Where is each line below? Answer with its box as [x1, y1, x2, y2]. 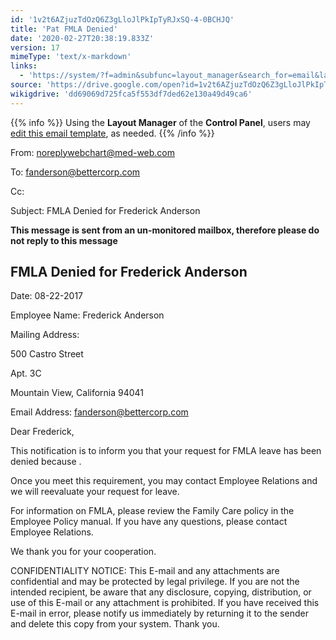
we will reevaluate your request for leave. [10, 486, 180, 498]
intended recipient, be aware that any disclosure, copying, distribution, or [10, 586, 312, 598]
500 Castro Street [10, 348, 84, 360]
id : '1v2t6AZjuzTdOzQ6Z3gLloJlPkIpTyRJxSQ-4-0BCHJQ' [10, 14, 235, 25]
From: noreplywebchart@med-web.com [10, 146, 176, 158]
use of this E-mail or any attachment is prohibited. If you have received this [10, 597, 320, 609]
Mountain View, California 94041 [10, 387, 145, 399]
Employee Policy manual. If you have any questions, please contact [10, 516, 288, 528]
